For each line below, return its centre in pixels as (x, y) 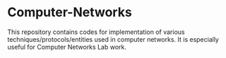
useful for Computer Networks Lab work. (67, 47)
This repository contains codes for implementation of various (96, 32)
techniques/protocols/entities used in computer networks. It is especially (113, 39)
